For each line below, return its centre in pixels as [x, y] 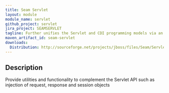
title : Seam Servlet [27, 10]
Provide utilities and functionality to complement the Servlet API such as [80, 80]
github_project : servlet [31, 24]
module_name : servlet [28, 19]
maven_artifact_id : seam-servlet [40, 38]
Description [24, 68]
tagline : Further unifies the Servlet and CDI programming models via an [84, 33]
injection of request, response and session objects [58, 85]
